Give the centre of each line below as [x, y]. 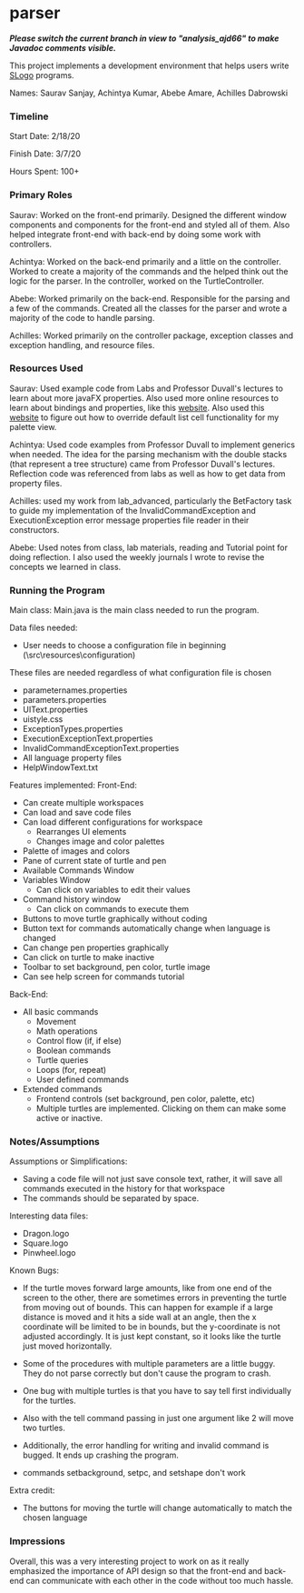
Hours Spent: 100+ [44, 172]
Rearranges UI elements [81, 832]
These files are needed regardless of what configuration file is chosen [141, 673]
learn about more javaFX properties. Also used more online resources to [144, 397]
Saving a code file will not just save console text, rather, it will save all [152, 1179]
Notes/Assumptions [54, 1142]
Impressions [37, 1541]
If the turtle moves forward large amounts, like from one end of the [147, 1288]
